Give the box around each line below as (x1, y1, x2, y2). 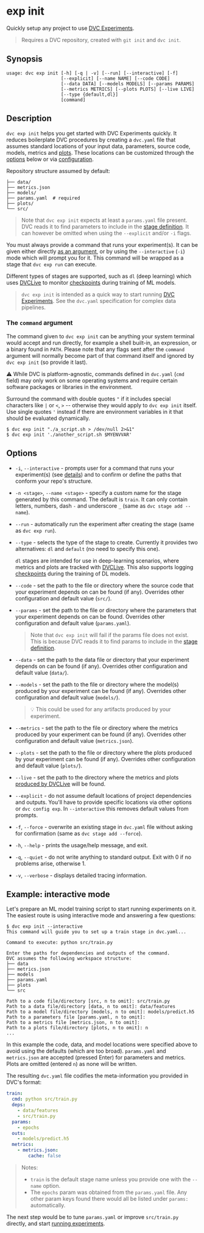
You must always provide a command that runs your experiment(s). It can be (6, 241, 199, 248)
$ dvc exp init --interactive (6, 923, 83, 930)
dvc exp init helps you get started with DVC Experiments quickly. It (6, 129, 177, 137)
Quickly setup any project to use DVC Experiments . (6, 24, 135, 32)
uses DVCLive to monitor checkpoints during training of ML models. (6, 279, 177, 286)
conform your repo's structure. (15, 477, 93, 485)
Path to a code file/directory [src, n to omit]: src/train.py (6, 998, 171, 1004)
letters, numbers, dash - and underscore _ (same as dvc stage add (15, 502, 183, 510)
